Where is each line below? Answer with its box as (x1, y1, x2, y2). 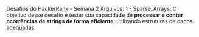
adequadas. (6, 24, 37, 31)
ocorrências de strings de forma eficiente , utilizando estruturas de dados (6, 18, 193, 24)
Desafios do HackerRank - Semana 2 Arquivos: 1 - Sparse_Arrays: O (6, 5, 177, 12)
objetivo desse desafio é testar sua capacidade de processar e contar (6, 11, 184, 18)
